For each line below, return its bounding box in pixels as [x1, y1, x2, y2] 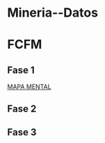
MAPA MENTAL [7, 83, 51, 91]
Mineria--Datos [7, 5, 99, 21]
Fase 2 [7, 103, 37, 115]
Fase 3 [7, 126, 37, 138]
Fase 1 [7, 64, 35, 76]
